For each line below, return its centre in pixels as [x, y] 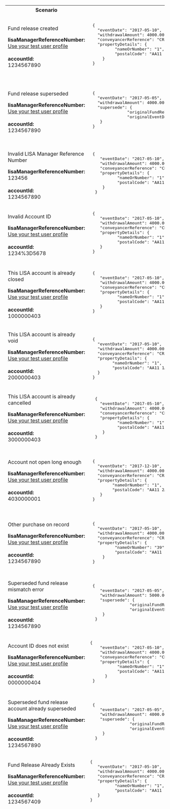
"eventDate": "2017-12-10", [130, 466]
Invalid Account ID [30, 216]
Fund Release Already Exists [41, 765]
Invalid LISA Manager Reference [46, 154]
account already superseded [42, 708]
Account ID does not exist [38, 646]
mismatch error [26, 589]
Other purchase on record [38, 524]
